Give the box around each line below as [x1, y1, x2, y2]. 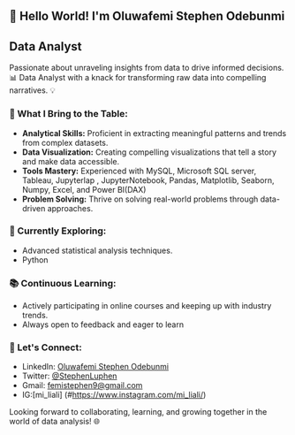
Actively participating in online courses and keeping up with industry [21, 301, 272, 311]
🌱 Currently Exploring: [9, 225, 107, 237]
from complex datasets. [21, 137, 109, 148]
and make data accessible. [21, 156, 120, 166]
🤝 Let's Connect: [9, 341, 82, 354]
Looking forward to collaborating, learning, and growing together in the [9, 407, 268, 417]
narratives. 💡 [9, 85, 56, 95]
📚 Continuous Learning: [9, 277, 117, 289]
